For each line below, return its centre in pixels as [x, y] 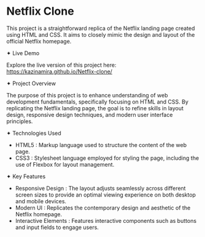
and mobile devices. [41, 201]
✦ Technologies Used [34, 133]
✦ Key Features [26, 176]
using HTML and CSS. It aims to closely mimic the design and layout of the [101, 34]
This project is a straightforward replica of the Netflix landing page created [101, 28]
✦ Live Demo [23, 53]
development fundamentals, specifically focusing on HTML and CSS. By [98, 102]
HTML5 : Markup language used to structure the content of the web [101, 145]
